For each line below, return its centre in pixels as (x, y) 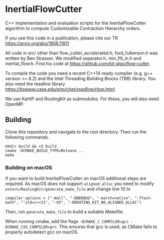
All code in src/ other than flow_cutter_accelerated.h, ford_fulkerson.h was (82, 53)
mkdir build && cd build (31, 146)
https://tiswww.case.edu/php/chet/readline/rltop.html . (61, 89)
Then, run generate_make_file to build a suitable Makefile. (65, 212)
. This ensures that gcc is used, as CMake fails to (107, 227)
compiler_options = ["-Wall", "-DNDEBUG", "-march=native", (69, 198)
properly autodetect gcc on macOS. (42, 232)
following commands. (27, 137)
